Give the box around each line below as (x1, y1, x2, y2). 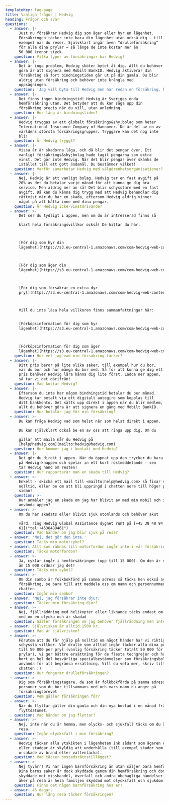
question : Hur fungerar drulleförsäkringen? (14, 670, 109, 676)
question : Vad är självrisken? (14, 628, 80, 633)
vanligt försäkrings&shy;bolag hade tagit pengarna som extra (18, 152, 152, 157)
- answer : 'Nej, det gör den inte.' (10, 535, 87, 540)
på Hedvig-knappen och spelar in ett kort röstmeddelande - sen (18, 460, 156, 465)
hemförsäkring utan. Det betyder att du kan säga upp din (18, 101, 143, 106)
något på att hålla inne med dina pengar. (18, 199, 109, 204)
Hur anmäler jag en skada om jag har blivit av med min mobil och (18, 498, 161, 503)
